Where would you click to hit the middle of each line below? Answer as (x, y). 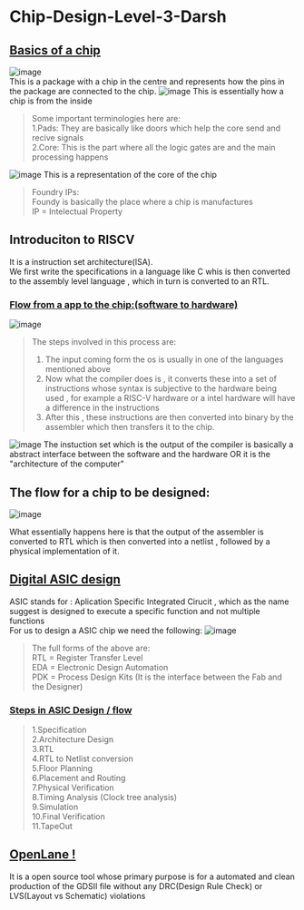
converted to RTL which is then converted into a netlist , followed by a (140, 541)
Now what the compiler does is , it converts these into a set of (161, 379)
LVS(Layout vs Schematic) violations (78, 895)
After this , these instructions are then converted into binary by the (169, 417)
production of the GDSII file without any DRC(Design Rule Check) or (136, 886)
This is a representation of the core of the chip (131, 175)
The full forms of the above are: (91, 648)
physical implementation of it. (64, 551)
